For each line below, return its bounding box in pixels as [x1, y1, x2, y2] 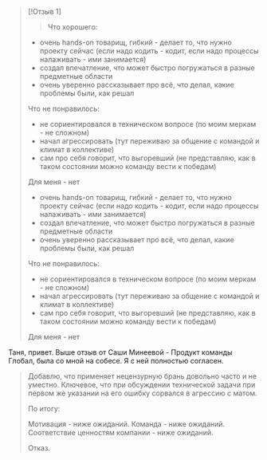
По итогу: [27, 404, 61, 413]
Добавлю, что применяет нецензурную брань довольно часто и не [27, 372, 257, 381]
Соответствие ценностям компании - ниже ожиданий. [27, 428, 214, 437]
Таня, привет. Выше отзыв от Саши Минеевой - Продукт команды [8, 348, 233, 357]
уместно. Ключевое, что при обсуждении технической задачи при [27, 380, 256, 389]
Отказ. [27, 443, 50, 453]
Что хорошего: [47, 22, 98, 31]
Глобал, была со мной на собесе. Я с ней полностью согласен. [8, 356, 224, 365]
